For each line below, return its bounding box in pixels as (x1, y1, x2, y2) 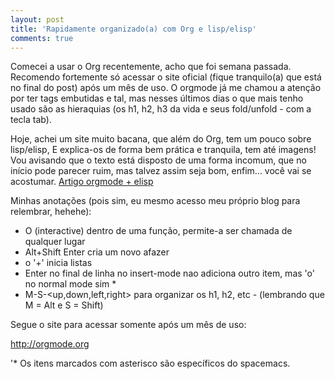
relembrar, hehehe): (10, 206, 92, 218)
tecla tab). (10, 114, 52, 126)
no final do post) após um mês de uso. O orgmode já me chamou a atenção (10, 82, 322, 94)
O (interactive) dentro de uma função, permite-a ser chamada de (24, 225, 293, 237)
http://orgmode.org (10, 338, 90, 350)
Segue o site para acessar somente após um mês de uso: (10, 319, 247, 331)
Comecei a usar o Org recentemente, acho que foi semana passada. (10, 61, 292, 73)
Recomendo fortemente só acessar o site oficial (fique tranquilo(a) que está (10, 71, 322, 83)
